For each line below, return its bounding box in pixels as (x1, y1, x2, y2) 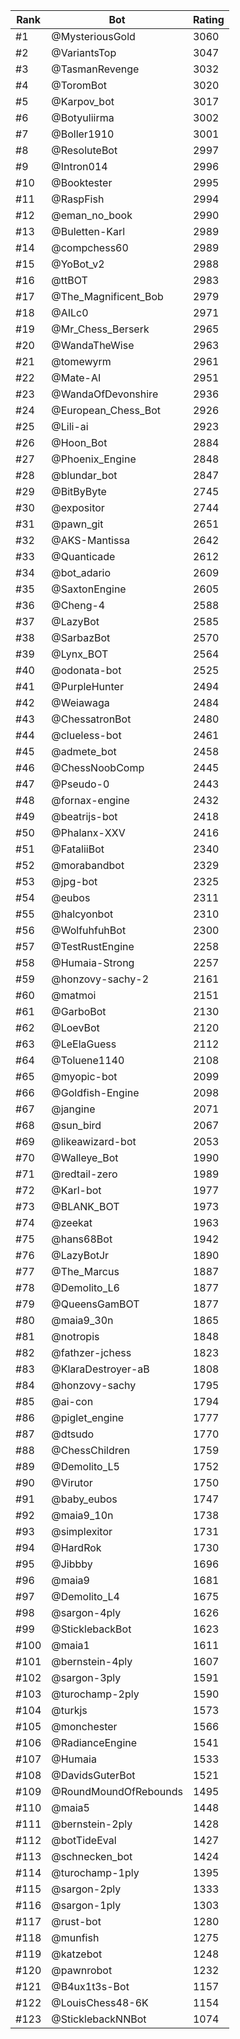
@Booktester (51, 176, 113, 189)
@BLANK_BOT (51, 1200, 120, 1213)
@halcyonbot (51, 907, 114, 921)
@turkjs (51, 1704, 88, 1717)
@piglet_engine (51, 1411, 125, 1424)
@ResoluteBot (51, 144, 118, 157)
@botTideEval (51, 1834, 117, 1847)
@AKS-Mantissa (51, 534, 130, 547)
